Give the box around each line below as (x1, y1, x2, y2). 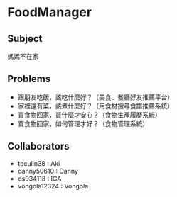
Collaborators (7, 140, 70, 152)
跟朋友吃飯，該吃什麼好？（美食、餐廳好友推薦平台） (17, 93, 174, 101)
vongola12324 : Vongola (17, 181, 89, 190)
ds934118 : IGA (17, 174, 62, 183)
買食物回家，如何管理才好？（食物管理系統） (17, 119, 149, 128)
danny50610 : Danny (17, 167, 78, 175)
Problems (7, 73, 51, 85)
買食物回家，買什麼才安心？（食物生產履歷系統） (17, 111, 161, 119)
